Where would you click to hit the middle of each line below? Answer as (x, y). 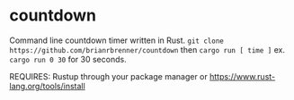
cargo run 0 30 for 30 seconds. (68, 59)
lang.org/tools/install (47, 86)
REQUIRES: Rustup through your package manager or (109, 76)
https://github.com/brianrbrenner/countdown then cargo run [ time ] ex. (147, 49)
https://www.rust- (243, 76)
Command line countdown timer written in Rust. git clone (117, 40)
